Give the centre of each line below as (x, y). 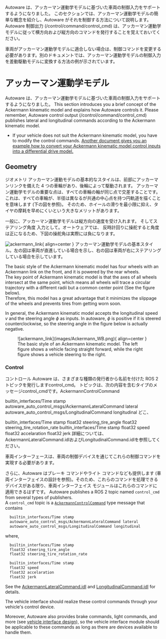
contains (14, 508)
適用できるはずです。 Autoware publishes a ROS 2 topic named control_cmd (83, 492)
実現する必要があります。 (31, 463)
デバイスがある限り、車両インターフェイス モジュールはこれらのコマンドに (81, 486)
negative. (15, 329)
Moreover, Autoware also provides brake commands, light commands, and (81, 616)
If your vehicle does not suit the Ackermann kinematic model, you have (85, 135)
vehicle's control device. (30, 607)
